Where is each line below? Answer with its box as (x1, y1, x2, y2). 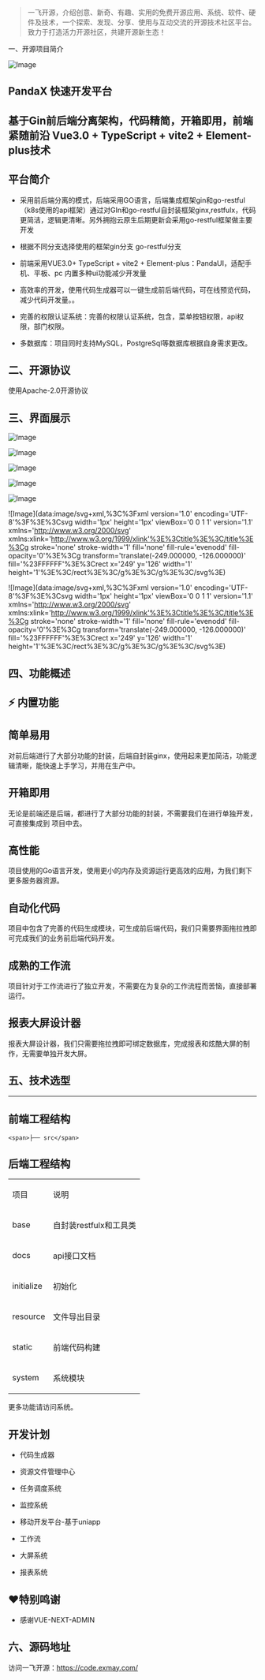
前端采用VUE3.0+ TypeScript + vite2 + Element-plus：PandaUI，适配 (19, 258, 245, 267)
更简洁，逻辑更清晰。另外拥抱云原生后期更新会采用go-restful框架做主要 (19, 215, 252, 224)
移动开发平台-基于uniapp (19, 1518, 101, 1527)
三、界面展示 (8, 411, 71, 424)
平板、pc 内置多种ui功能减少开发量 (33, 268, 147, 278)
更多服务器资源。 (8, 875, 64, 886)
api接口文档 (52, 1250, 96, 1261)
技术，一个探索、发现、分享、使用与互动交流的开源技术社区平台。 (41, 17, 256, 27)
